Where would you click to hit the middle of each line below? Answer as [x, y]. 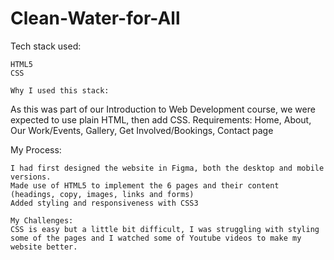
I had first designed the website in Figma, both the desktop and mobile [167, 168]
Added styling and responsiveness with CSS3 [104, 203]
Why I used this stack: [60, 90]
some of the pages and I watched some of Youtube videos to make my [156, 238]
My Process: [36, 149]
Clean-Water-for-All [95, 18]
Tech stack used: [46, 46]
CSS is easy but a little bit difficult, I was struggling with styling [165, 229]
